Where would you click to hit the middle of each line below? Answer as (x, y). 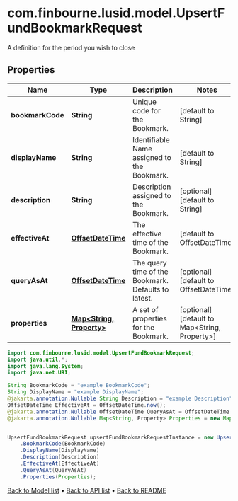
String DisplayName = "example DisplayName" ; (75, 392)
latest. (142, 298)
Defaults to (151, 289)
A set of (145, 309)
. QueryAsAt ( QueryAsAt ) (53, 470)
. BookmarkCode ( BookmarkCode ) (63, 444)
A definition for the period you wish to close (71, 47)
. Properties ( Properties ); (58, 477)
